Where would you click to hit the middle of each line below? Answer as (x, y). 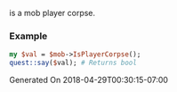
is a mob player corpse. (52, 13)
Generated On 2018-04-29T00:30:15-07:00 (89, 80)
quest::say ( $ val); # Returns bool (73, 63)
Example (28, 36)
